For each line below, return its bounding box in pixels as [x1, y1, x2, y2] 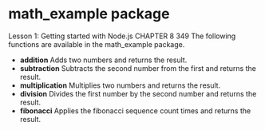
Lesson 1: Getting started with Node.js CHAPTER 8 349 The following [8, 31, 236, 41]
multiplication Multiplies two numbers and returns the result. [19, 81, 221, 90]
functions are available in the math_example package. [8, 39, 185, 49]
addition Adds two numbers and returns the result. [19, 55, 188, 65]
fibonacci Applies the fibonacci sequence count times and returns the [19, 105, 251, 116]
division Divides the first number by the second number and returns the [19, 89, 257, 98]
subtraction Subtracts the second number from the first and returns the [19, 63, 257, 73]
